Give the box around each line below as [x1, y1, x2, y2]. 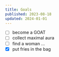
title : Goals [5, 7, 32, 12]
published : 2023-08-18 [5, 12, 52, 17]
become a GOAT [12, 30, 46, 36]
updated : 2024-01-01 [5, 16, 48, 21]
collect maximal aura [12, 35, 55, 41]
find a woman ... [12, 40, 45, 46]
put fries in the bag [12, 46, 51, 52]
